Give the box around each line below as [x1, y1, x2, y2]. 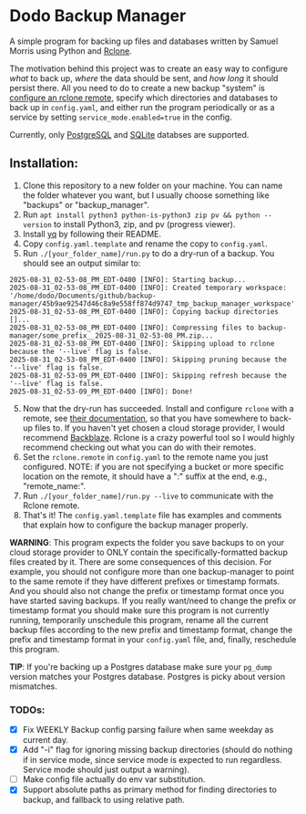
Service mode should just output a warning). [22, 764, 189, 776]
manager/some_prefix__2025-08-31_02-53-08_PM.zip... [9, 330, 214, 340]
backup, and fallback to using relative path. [22, 795, 185, 806]
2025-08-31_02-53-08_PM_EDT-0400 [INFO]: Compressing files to [9, 323, 255, 332]
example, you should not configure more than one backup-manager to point [9, 566, 294, 577]
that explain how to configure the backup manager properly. [22, 519, 249, 530]
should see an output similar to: [22, 257, 141, 268]
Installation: [9, 156, 79, 172]
